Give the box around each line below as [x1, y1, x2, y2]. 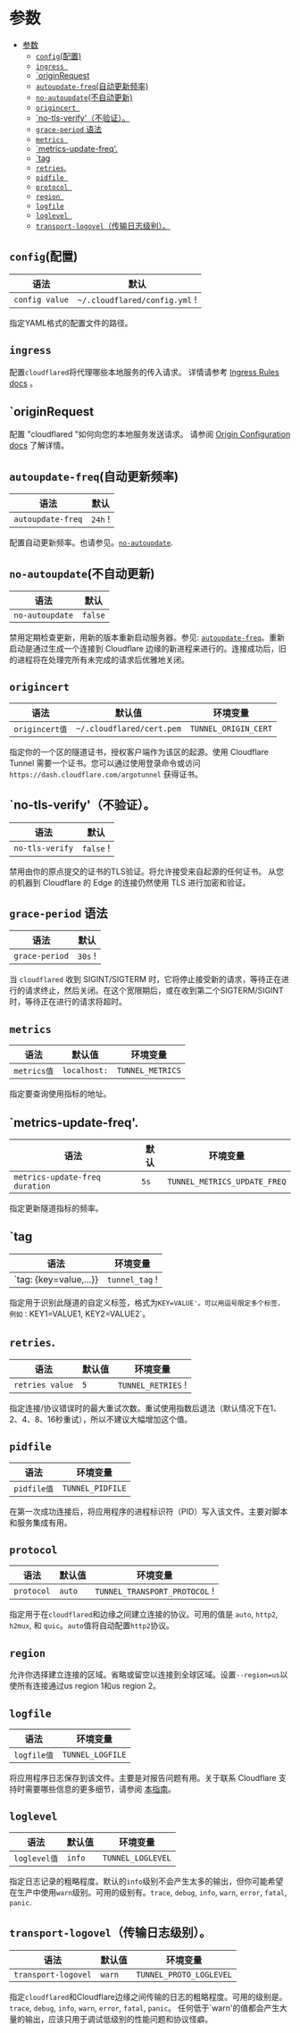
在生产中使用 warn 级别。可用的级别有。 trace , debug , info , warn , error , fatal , [9, 1886, 287, 1897]
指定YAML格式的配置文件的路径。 [9, 317, 133, 328]
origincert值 [13, 724, 68, 734]
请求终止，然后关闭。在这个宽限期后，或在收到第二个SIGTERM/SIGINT [24, 985, 284, 996]
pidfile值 [13, 1483, 54, 1493]
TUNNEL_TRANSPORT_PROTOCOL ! [95, 1585, 215, 1598]
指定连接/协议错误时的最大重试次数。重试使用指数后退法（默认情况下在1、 [9, 1402, 281, 1413]
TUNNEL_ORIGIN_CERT [189, 723, 273, 734]
